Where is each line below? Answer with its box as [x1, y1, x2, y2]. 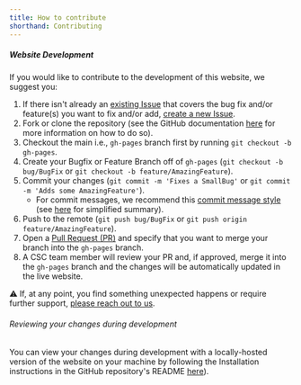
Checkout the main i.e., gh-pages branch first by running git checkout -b [22, 137, 292, 148]
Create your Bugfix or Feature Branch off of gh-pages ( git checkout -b [22, 157, 284, 167]
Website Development [9, 49, 94, 60]
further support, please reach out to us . [9, 298, 155, 309]
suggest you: [9, 82, 58, 93]
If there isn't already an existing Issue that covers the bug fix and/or [22, 99, 274, 110]
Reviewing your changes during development [9, 318, 177, 329]
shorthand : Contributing [9, 22, 102, 31]
